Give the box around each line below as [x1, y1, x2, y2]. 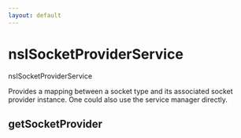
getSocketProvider [8, 117, 103, 130]
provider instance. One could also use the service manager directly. [8, 95, 228, 104]
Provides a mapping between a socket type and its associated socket [8, 86, 234, 96]
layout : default [8, 11, 61, 20]
